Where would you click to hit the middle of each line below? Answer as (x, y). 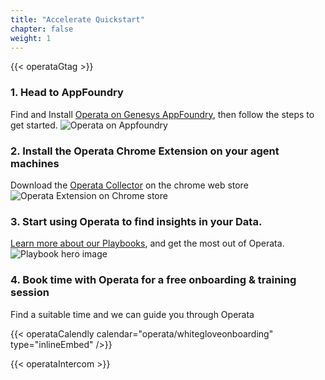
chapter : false (42, 29)
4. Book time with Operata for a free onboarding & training (153, 280)
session (30, 293)
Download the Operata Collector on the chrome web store (129, 185)
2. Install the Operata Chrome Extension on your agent (145, 151)
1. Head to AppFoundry (67, 93)
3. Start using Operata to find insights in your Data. (136, 221)
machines (35, 163)
